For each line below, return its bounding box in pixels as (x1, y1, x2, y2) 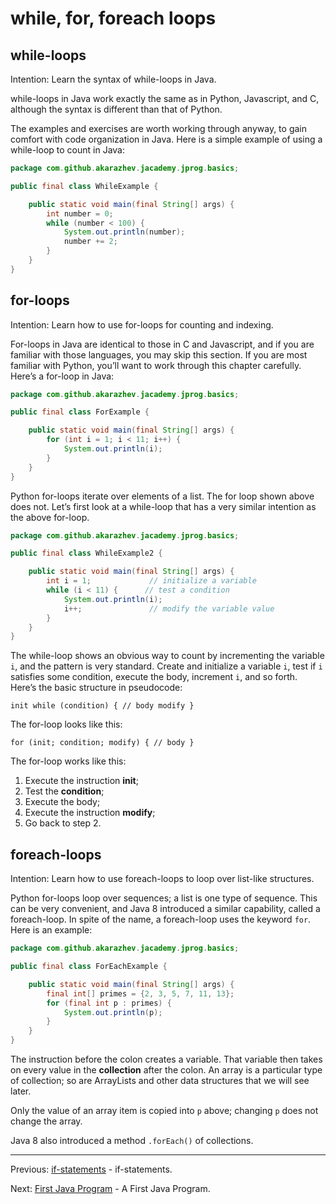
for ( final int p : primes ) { (46, 998, 172, 1008)
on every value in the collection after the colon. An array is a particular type (10, 1064, 323, 1076)
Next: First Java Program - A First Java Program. (10, 1183, 211, 1194)
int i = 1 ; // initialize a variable (46, 576, 257, 586)
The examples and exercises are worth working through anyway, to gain (10, 123, 307, 134)
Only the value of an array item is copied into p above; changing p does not (10, 1105, 319, 1116)
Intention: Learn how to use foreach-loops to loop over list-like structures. (10, 873, 315, 885)
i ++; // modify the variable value (63, 603, 275, 614)
